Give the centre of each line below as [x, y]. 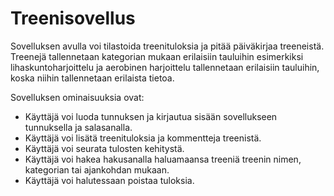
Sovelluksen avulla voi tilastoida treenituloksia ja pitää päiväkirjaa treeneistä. [167, 46]
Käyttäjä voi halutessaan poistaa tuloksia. [109, 180]
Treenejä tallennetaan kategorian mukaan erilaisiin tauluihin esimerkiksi [157, 56]
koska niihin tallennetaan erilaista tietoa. [92, 78]
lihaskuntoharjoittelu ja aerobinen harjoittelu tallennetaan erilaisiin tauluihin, [165, 67]
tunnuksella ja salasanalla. [78, 127]
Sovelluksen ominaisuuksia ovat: [77, 97]
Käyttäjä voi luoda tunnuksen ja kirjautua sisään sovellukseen [151, 116]
